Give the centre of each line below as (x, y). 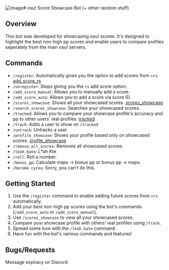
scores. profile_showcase (39, 140)
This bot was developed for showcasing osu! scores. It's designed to (77, 36)
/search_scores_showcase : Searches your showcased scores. (76, 108)
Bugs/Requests (30, 250)
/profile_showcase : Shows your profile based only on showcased (81, 135)
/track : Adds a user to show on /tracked (55, 124)
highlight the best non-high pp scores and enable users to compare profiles (84, 41)
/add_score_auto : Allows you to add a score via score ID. (72, 97)
